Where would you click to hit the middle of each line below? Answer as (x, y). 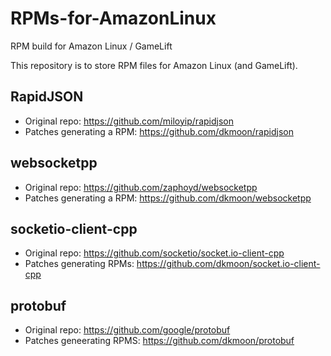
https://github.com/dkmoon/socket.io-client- (228, 264)
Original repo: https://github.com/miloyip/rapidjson (129, 121)
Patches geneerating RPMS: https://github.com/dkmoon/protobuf (159, 341)
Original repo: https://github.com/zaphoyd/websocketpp (141, 187)
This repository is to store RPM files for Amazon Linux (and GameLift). (154, 65)
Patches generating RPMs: (79, 264)
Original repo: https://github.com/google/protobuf (127, 330)
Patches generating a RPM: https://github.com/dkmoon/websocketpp (168, 198)
